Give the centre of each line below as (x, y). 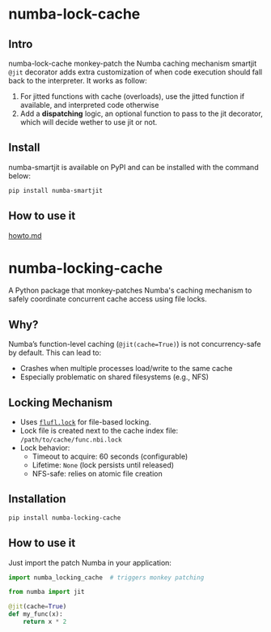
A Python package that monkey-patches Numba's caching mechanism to (130, 290)
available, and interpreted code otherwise (89, 105)
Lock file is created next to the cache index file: (99, 431)
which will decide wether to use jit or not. (89, 122)
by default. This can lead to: (55, 352)
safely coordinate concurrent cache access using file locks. (108, 299)
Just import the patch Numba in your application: (90, 562)
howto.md (25, 235)
